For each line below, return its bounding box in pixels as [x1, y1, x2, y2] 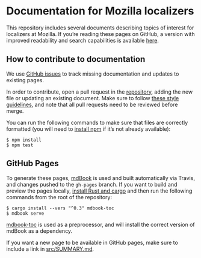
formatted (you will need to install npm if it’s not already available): [6, 125, 171, 133]
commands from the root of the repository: [6, 193, 113, 200]
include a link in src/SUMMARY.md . [6, 245, 94, 253]
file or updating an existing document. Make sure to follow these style [6, 94, 179, 101]
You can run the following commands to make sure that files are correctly [6, 119, 188, 126]
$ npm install [6, 137, 42, 143]
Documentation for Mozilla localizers [6, 4, 194, 18]
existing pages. [6, 76, 44, 83]
